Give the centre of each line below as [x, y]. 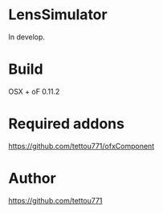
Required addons [66, 124]
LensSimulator [58, 15]
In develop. [27, 37]
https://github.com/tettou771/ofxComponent [81, 146]
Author [32, 179]
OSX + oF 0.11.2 [34, 91]
